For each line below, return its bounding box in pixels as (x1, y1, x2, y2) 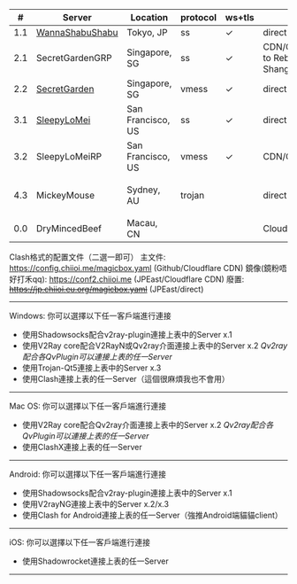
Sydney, (126, 183, 161, 196)
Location (130, 12, 169, 23)
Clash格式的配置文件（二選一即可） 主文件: (9, 252, 166, 262)
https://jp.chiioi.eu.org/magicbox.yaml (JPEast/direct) (9, 284, 204, 294)
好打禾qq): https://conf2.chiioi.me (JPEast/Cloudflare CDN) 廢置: (9, 274, 245, 284)
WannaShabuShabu (36, 27, 118, 38)
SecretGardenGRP (36, 52, 112, 64)
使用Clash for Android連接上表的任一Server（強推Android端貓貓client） (21, 510, 283, 520)
